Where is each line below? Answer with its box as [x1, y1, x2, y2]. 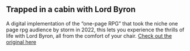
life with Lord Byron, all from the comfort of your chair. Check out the [6, 32, 172, 39]
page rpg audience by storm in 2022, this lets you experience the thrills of [6, 26, 185, 33]
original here [6, 38, 37, 45]
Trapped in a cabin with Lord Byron [6, 5, 136, 14]
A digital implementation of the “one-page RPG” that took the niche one [6, 20, 178, 27]
